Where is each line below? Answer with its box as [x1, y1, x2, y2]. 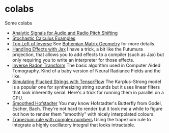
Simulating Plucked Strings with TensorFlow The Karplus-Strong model [12, 78, 161, 85]
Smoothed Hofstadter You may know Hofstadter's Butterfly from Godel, [12, 100, 162, 106]
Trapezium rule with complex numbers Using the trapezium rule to [12, 116, 151, 122]
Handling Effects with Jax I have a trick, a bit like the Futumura [12, 46, 143, 52]
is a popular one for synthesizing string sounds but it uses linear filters [12, 84, 160, 90]
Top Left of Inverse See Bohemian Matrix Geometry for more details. [12, 40, 156, 46]
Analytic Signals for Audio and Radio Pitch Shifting [12, 30, 118, 36]
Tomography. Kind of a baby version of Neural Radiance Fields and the [12, 67, 161, 74]
